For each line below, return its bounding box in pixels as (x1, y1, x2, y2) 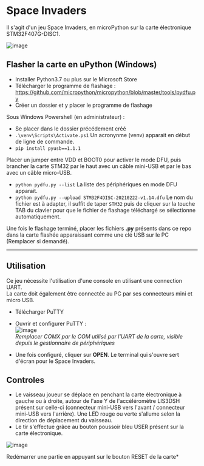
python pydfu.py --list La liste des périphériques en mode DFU (15, 180, 177, 188)
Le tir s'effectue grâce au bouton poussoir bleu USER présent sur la (15, 423, 184, 431)
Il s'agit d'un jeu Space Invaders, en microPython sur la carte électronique (6, 24, 191, 31)
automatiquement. (15, 213, 61, 220)
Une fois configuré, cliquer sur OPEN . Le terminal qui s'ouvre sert (15, 351, 179, 358)
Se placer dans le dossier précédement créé (15, 125, 126, 132)
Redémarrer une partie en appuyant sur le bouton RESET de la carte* (6, 453, 179, 461)
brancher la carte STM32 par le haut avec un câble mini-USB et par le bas (6, 162, 191, 170)
